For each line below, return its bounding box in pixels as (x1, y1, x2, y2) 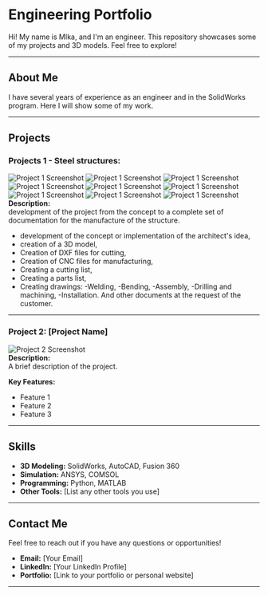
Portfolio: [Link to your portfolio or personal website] (19, 570, 194, 580)
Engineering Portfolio (8, 6, 152, 24)
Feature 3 (19, 409, 52, 419)
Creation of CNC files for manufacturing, (19, 257, 154, 266)
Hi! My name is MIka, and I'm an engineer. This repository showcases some (8, 32, 257, 41)
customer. (19, 299, 53, 309)
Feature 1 (19, 392, 50, 402)
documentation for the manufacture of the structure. (8, 215, 180, 225)
